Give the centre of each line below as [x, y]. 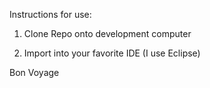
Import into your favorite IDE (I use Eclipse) [112, 53]
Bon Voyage [34, 72]
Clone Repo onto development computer [107, 33]
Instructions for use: [50, 14]
